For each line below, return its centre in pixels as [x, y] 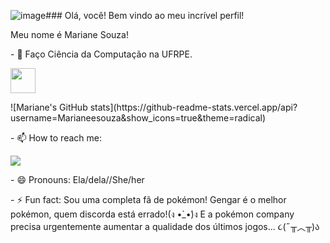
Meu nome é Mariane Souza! [69, 34]
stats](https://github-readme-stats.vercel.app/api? [193, 107]
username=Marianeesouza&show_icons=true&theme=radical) [138, 118]
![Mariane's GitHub [49, 107]
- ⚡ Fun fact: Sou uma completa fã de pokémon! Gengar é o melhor [148, 199]
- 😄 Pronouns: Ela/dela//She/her [77, 179]
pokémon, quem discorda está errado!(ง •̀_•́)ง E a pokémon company [152, 214]
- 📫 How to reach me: [56, 138]
